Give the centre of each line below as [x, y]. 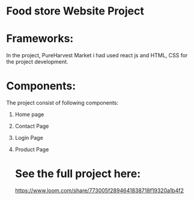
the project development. [37, 62]
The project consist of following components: [62, 103]
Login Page [29, 138]
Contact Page [32, 126]
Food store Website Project [75, 11]
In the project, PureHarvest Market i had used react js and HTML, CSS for [97, 55]
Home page [29, 114]
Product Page [32, 149]
